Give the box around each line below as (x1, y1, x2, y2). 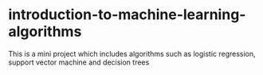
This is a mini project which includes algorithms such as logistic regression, (8, 49, 257, 58)
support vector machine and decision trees (8, 57, 150, 67)
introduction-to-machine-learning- (8, 6, 246, 24)
